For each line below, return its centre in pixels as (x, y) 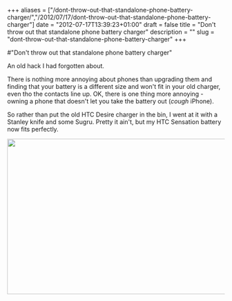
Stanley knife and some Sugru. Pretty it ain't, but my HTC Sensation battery (114, 122)
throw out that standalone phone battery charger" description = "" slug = (111, 32)
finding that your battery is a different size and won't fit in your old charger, (114, 86)
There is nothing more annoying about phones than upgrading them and (110, 79)
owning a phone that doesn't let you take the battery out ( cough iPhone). (110, 101)
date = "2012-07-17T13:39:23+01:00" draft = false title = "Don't (126, 24)
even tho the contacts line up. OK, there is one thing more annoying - (105, 94)
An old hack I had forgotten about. (56, 66)
